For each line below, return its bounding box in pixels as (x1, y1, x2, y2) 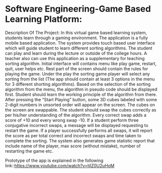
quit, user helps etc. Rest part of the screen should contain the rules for (5, 65, 148, 71)
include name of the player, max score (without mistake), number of (5, 143, 141, 149)
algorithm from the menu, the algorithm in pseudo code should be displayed (5, 86, 158, 92)
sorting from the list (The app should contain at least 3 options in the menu (5, 76, 155, 82)
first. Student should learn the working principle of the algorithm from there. (5, 91, 157, 97)
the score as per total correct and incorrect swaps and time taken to (5, 132, 142, 139)
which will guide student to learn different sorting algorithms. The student (5, 45, 152, 51)
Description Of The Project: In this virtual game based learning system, (5, 30, 147, 35)
